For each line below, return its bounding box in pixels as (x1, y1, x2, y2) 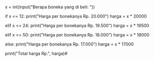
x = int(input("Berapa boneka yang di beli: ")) (5, 4, 95, 10)
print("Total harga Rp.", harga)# (5, 50, 68, 56)
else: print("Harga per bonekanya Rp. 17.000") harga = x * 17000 (5, 41, 134, 47)
